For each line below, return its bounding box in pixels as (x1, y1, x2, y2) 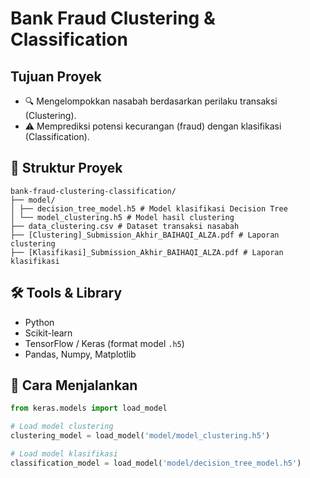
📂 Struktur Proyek (10, 160, 123, 177)
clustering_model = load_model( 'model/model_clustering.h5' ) (10, 431, 271, 441)
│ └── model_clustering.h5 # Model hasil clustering (10, 212, 235, 222)
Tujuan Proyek (10, 68, 102, 85)
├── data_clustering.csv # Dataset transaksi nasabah (10, 221, 240, 231)
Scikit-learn (24, 327, 73, 339)
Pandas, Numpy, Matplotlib (24, 348, 137, 360)
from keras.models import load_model (10, 403, 168, 414)
